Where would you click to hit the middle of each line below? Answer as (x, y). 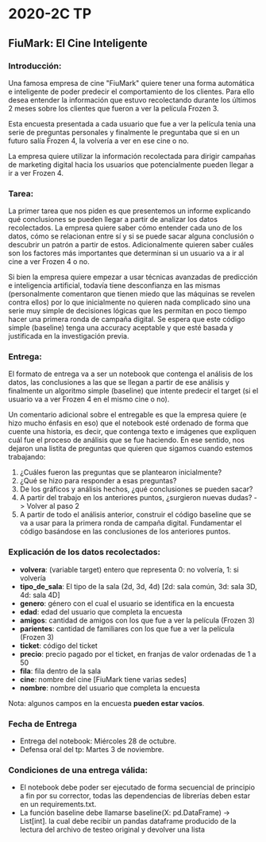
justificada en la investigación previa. (69, 336)
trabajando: (27, 457)
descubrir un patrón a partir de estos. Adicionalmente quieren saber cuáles (131, 245)
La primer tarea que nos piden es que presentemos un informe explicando (130, 211)
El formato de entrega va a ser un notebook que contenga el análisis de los (131, 374)
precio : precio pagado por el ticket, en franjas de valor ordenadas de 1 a (138, 654)
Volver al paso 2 (53, 506)
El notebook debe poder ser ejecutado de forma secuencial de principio (137, 787)
